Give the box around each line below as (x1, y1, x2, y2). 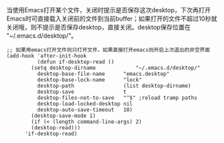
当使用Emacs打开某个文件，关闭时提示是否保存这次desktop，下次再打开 (6, 6, 211, 14)
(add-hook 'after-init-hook (6, 53, 87, 60)
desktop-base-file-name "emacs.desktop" (36, 70, 170, 77)
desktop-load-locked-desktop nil (36, 101, 133, 107)
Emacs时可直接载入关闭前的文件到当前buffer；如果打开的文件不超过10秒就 (6, 14, 218, 23)
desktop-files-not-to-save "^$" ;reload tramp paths (36, 94, 197, 101)
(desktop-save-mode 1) (31, 112, 96, 119)
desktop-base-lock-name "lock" (36, 77, 142, 83)
